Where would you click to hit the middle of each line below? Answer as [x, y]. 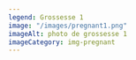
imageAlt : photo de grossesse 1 [68, 34]
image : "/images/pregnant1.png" [68, 26]
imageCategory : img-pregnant [62, 42]
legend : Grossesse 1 [46, 17]
